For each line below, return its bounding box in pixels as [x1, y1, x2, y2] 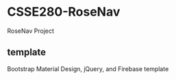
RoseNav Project [7, 27, 55, 35]
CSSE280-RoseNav [7, 4, 121, 20]
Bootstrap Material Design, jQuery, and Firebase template [7, 64, 169, 72]
